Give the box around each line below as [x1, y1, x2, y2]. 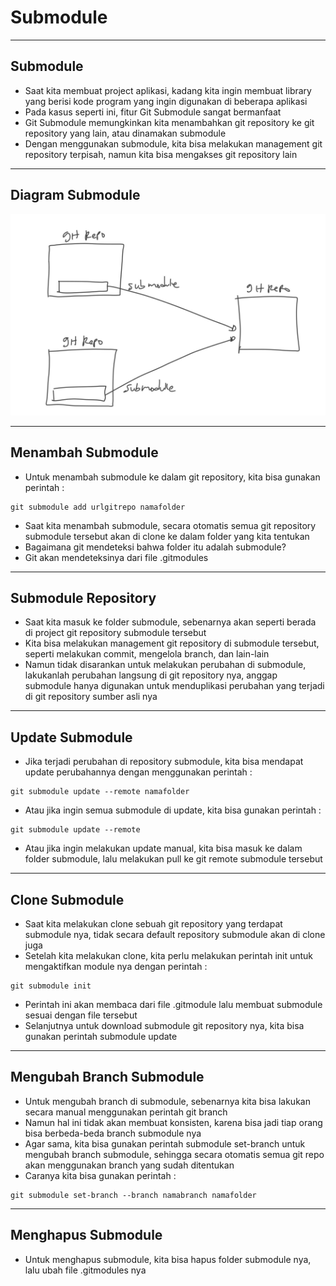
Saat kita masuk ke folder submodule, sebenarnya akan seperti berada [24, 616, 317, 628]
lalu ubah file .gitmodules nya [24, 1264, 147, 1276]
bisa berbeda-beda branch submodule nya [24, 1127, 202, 1139]
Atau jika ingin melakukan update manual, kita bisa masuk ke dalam [24, 842, 303, 855]
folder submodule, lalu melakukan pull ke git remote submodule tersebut [24, 853, 323, 865]
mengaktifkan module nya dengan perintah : [24, 961, 208, 973]
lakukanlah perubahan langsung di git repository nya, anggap [24, 669, 278, 681]
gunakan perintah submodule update [24, 1031, 178, 1043]
